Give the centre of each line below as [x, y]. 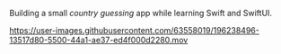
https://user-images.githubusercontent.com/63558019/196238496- [135, 30]
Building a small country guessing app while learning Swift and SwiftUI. [140, 13]
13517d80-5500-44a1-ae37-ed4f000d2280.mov [99, 40]
